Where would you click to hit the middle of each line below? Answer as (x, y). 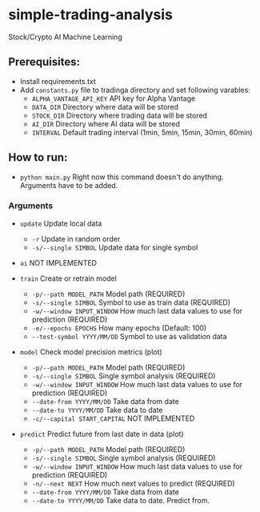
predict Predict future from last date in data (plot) (102, 434)
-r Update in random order (76, 238)
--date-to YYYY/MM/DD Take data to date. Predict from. (121, 500)
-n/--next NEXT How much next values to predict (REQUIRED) (133, 483)
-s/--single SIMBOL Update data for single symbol (115, 247)
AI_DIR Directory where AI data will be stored (106, 124)
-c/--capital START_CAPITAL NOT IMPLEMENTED (113, 418)
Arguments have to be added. (69, 185)
